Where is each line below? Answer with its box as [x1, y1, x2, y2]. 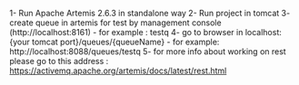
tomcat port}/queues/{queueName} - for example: [31, 36, 220, 47]
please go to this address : [9, 56, 109, 66]
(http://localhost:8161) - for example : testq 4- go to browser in [9, 27, 244, 37]
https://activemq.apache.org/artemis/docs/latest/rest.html [9, 65, 227, 76]
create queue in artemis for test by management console [9, 17, 222, 28]
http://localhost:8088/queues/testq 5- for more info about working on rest [9, 46, 286, 57]
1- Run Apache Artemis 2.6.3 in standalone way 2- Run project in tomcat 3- [9, 8, 291, 18]
